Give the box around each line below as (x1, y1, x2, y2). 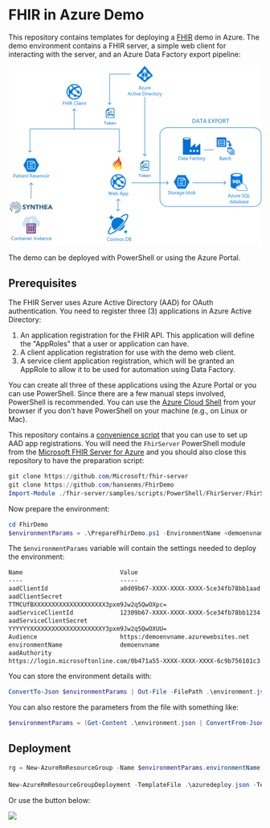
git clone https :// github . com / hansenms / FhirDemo (8, 481, 174, 489)
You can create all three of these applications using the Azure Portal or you (8, 380, 257, 390)
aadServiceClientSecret (8, 617, 88, 625)
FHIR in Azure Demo (8, 6, 145, 24)
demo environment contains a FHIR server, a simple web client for (8, 40, 227, 50)
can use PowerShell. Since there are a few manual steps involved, (8, 389, 227, 399)
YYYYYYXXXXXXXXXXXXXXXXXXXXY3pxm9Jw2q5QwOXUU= (8, 625, 167, 633)
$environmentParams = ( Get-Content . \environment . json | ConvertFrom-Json (8, 719, 264, 727)
